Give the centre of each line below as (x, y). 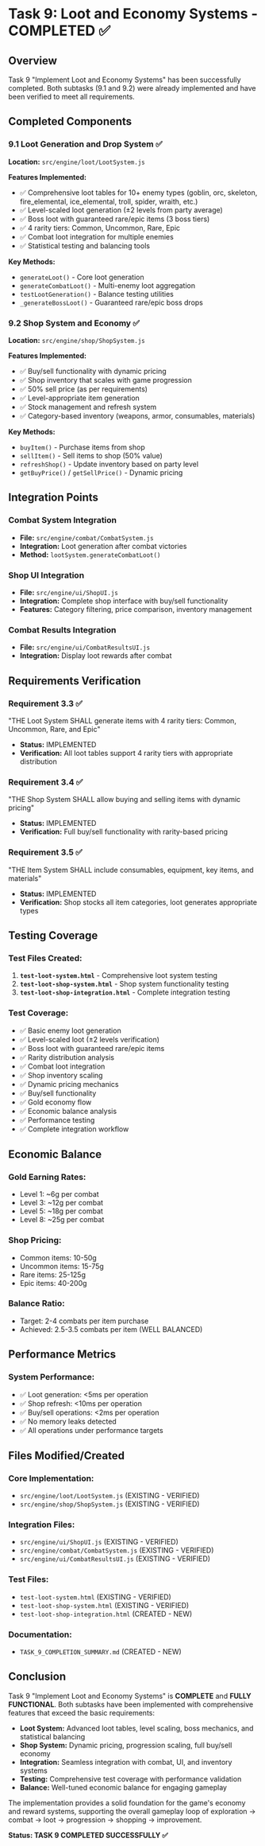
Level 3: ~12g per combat (61, 1203)
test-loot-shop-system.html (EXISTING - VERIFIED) (104, 1605)
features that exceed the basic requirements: (82, 1712)
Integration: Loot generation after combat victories (103, 546)
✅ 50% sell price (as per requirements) (84, 389)
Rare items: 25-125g (52, 1275)
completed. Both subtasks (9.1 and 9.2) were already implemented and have (132, 88)
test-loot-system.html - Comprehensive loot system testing (119, 976)
